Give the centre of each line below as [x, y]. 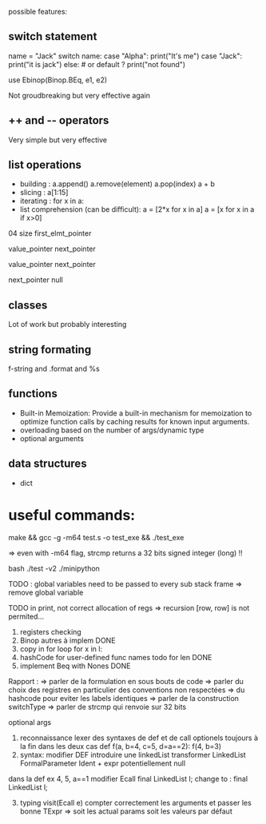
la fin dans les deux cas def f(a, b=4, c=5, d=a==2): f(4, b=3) [121, 746]
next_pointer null [36, 280]
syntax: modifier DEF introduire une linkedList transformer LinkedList [133, 754]
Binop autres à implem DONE [67, 640]
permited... [26, 616]
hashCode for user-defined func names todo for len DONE [116, 657]
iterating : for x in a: [52, 201]
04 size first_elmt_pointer [50, 233]
